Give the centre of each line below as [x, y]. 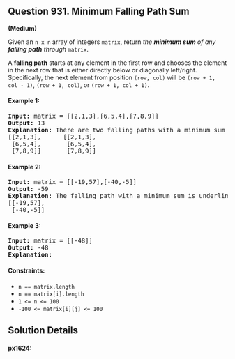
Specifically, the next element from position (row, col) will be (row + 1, [112, 77]
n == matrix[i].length [51, 294]
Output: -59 [28, 189]
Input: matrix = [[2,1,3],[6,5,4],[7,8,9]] [83, 116]
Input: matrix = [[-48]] [50, 241]
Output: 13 [26, 123]
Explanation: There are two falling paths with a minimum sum [116, 130]
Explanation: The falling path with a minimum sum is [102, 196]
